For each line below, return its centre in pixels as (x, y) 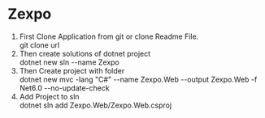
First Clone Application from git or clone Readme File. (109, 36)
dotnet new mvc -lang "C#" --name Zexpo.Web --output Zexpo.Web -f (138, 79)
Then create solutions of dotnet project (85, 53)
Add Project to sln (49, 96)
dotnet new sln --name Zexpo (69, 62)
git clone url (39, 44)
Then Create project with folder (72, 70)
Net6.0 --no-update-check (65, 88)
